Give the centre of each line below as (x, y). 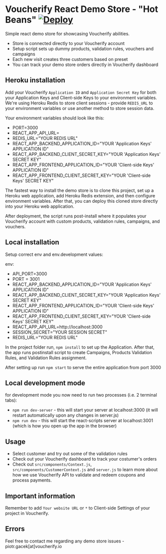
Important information (40, 496)
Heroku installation (35, 80)
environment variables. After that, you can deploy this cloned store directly (82, 201)
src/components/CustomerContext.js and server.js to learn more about (85, 470)
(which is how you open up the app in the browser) (64, 426)
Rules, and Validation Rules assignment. (46, 358)
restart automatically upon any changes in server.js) (66, 415)
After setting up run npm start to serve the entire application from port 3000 (83, 367)
